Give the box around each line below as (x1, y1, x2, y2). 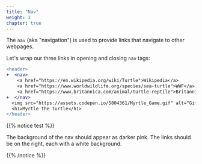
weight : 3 (6, 14, 31, 20)
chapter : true (6, 20, 42, 26)
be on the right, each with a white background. (6, 140, 122, 148)
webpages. (6, 43, 34, 50)
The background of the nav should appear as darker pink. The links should (6, 134, 191, 141)
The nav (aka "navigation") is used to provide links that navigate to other (6, 37, 185, 44)
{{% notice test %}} (6, 122, 55, 130)
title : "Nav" (6, 8, 39, 15)
